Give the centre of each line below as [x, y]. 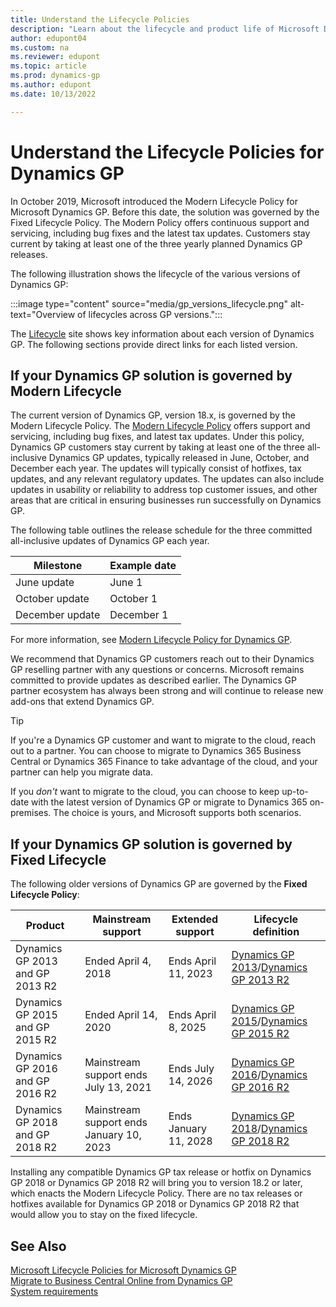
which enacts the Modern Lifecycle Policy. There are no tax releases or [156, 1193]
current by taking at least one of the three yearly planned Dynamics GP [156, 243]
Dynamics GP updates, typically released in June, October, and [179, 458]
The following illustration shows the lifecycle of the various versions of [155, 273]
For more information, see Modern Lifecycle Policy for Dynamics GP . [151, 640]
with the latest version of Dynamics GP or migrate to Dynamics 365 [169, 802]
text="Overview [43, 314]
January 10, [113, 1135]
